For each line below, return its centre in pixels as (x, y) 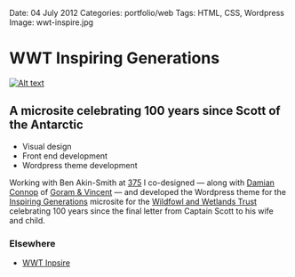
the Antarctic (47, 125)
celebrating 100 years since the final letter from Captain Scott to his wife (141, 211)
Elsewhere (32, 243)
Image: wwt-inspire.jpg (52, 22)
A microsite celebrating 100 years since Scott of (145, 111)
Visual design (47, 146)
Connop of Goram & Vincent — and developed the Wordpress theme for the (148, 191)
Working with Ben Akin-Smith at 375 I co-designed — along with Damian (142, 183)
